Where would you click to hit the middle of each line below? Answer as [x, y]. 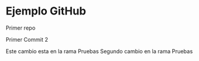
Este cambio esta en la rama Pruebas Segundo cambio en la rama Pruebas [99, 51]
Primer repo [21, 28]
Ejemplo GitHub [46, 11]
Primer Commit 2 [27, 39]
